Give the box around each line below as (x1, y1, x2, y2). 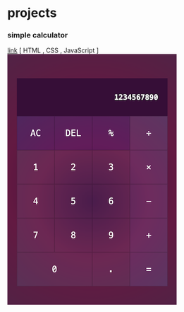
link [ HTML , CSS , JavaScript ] (7, 46, 99, 54)
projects (7, 5, 58, 21)
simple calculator (7, 30, 68, 40)
